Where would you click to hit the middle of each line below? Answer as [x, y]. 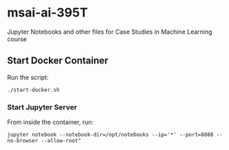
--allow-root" [61, 141]
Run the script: [28, 77]
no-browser [23, 141]
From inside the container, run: [51, 122]
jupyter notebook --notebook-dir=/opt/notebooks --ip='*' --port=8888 [110, 135]
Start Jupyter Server [42, 107]
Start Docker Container [58, 61]
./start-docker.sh [33, 90]
